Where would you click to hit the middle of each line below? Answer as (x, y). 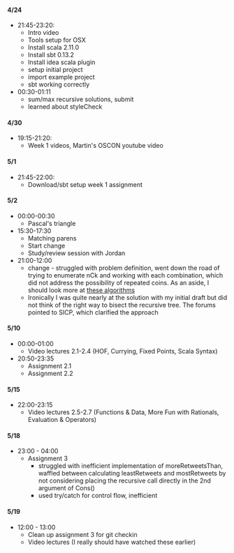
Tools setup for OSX (57, 40)
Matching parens (52, 238)
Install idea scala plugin (61, 62)
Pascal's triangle (52, 223)
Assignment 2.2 (50, 374)
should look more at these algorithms (81, 290)
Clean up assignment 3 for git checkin (82, 534)
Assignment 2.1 (50, 366)
